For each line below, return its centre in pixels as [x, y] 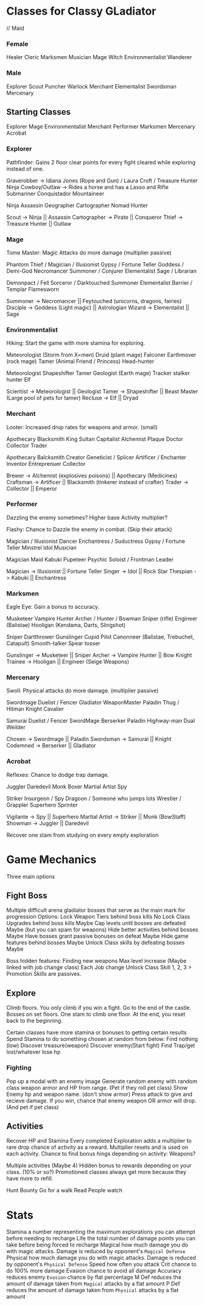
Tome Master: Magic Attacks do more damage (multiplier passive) [89, 252]
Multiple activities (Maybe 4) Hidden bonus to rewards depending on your [99, 1165]
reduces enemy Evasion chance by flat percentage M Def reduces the [94, 1277]
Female [17, 44]
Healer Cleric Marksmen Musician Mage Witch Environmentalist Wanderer [99, 57]
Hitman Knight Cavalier [35, 709]
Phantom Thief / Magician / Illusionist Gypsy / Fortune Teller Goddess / [95, 264]
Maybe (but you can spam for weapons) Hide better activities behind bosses [102, 930]
